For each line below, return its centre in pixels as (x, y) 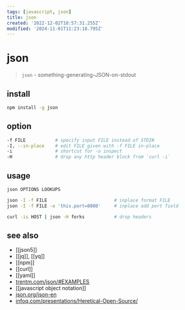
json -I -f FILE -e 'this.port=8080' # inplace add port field (93, 206)
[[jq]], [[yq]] (30, 257)
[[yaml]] (25, 275)
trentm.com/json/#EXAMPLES (52, 282)
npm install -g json (33, 108)
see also (23, 235)
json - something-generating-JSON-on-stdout (79, 75)
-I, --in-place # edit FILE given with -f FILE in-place (84, 146)
